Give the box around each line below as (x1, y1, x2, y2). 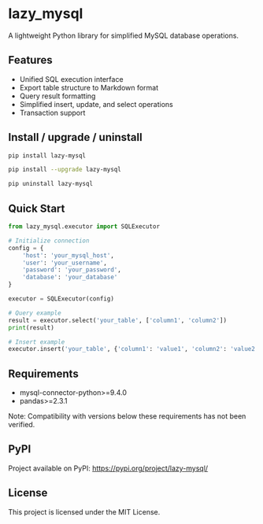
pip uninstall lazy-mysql (8, 180, 93, 188)
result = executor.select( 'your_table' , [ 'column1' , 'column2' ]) (8, 316, 227, 324)
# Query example (8, 308, 61, 317)
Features (8, 54, 53, 67)
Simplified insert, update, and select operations (19, 99, 173, 109)
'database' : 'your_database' (22, 273, 118, 282)
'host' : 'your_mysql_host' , (22, 251, 114, 260)
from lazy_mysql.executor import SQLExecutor (8, 223, 160, 231)
